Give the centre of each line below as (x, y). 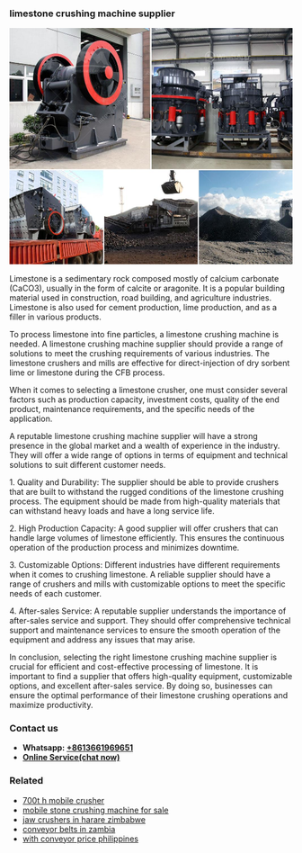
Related (27, 781)
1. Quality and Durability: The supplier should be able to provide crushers (144, 482)
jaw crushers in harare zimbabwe (84, 819)
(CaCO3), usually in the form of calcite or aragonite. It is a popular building (147, 288)
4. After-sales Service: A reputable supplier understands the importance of (148, 611)
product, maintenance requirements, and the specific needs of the (132, 409)
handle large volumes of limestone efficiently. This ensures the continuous (147, 537)
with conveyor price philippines (80, 839)
